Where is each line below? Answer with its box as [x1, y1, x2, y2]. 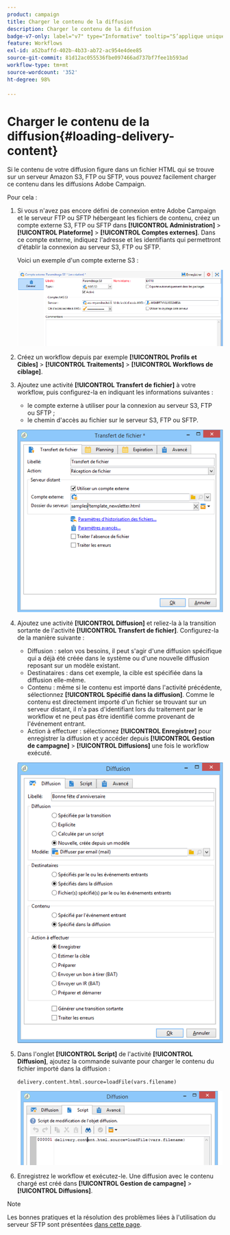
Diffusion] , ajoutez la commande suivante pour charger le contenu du [16, 1057, 214, 1066]
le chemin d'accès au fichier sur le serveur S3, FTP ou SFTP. [27, 416, 199, 424]
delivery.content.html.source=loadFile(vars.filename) [16, 1079, 177, 1086]
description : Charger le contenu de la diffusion [7, 25, 152, 32]
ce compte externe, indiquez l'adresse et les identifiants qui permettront [16, 236, 221, 244]
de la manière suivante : [16, 633, 85, 641]
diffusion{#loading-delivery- [7, 128, 175, 144]
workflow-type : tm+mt [7, 62, 69, 69]
